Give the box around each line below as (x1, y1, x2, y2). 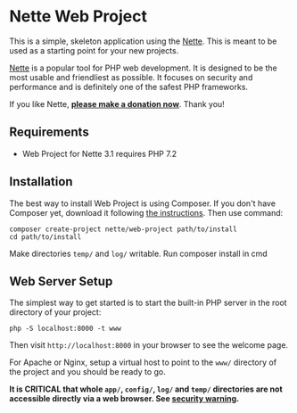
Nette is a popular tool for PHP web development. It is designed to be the (9, 62, 278, 73)
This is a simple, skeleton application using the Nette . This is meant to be (9, 36, 277, 46)
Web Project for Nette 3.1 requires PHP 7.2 (21, 148, 177, 159)
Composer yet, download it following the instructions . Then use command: (9, 207, 284, 218)
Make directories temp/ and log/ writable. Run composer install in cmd (9, 248, 268, 259)
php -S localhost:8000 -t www (9, 324, 122, 334)
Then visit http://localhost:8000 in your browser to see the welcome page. (9, 340, 288, 351)
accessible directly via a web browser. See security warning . (9, 393, 240, 404)
